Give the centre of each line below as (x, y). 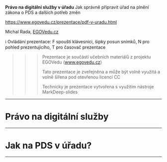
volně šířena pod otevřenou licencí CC (81, 77)
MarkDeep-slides (60, 92)
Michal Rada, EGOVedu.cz (32, 32)
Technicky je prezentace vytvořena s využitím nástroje (98, 87)
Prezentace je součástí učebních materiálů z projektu (96, 57)
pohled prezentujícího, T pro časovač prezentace (55, 47)
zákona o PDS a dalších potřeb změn (43, 12)
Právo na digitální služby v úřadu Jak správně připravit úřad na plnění (77, 7)
